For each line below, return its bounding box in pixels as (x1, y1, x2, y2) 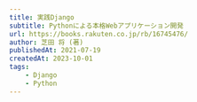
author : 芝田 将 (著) (9, 37, 84, 47)
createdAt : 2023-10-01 (9, 54, 93, 63)
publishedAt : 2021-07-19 (9, 46, 101, 55)
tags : (9, 63, 29, 72)
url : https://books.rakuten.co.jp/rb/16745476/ (9, 29, 189, 38)
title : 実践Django (9, 12, 75, 22)
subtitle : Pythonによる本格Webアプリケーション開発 (9, 21, 184, 30)
